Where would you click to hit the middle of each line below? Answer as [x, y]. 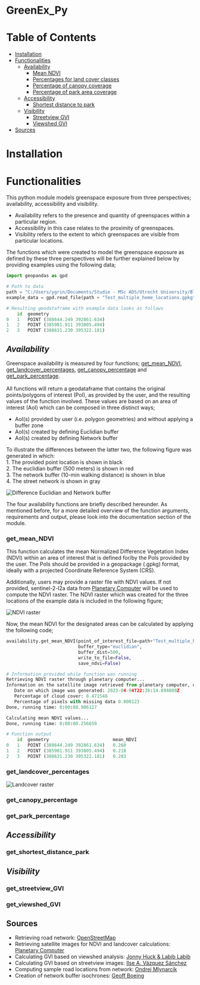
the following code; [30, 630]
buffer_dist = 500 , [99, 652]
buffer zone [29, 425]
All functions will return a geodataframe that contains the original [86, 388]
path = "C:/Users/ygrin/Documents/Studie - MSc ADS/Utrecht [82, 292]
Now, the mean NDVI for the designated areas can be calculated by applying [100, 624]
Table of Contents [51, 38]
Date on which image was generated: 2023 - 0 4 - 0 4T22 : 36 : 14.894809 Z [97, 691]
